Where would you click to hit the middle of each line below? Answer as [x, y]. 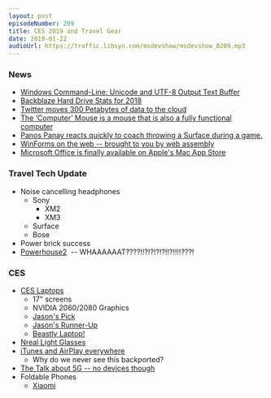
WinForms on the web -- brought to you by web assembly [117, 144]
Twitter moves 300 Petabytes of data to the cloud [103, 110]
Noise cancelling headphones [70, 191]
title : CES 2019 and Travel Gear [65, 31]
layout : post [31, 16]
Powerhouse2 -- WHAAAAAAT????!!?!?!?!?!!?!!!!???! [107, 252]
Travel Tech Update [48, 174]
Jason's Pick [54, 317]
